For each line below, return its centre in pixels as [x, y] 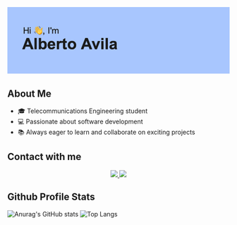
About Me [29, 93]
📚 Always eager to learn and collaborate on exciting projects [106, 132]
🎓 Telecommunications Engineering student [83, 111]
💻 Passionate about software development [80, 121]
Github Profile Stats [51, 197]
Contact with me [44, 157]
